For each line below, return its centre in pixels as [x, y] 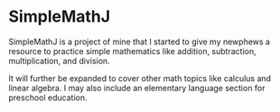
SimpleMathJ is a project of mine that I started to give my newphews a [139, 42]
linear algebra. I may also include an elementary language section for [137, 88]
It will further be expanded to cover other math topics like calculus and [140, 78]
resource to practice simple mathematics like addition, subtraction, [132, 51]
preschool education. [48, 98]
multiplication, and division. [59, 61]
